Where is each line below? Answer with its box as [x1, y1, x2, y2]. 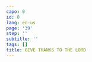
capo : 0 [6, 8, 26, 15]
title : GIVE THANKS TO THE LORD [6, 47, 86, 53]
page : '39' [6, 25, 33, 31]
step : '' [6, 31, 28, 37]
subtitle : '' [6, 36, 39, 42]
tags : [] [6, 42, 28, 48]
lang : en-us [6, 19, 36, 25]
